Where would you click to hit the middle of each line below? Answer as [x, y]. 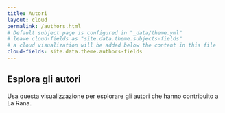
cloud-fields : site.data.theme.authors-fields [75, 52]
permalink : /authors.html [44, 26]
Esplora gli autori [44, 79]
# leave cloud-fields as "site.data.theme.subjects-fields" [95, 39]
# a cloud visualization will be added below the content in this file [111, 45]
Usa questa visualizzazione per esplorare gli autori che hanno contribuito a [113, 96]
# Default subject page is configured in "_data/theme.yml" [95, 33]
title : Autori [27, 13]
